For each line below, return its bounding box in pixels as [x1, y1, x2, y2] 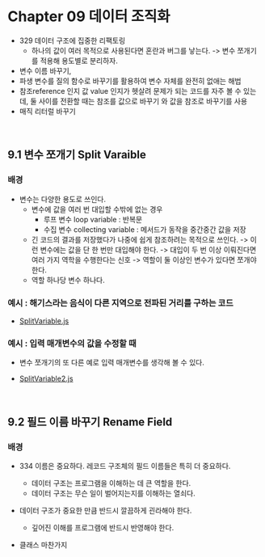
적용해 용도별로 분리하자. [40, 56, 118, 65]
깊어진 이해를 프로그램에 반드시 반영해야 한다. [31, 522, 175, 532]
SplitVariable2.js [19, 373, 74, 384]
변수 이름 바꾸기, [19, 65, 72, 75]
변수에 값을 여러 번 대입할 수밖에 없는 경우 [31, 204, 163, 214]
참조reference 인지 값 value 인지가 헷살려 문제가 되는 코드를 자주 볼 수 [19, 86, 242, 95]
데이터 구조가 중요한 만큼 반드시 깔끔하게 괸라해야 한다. [19, 505, 192, 515]
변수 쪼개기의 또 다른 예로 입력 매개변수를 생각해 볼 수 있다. [19, 357, 205, 368]
